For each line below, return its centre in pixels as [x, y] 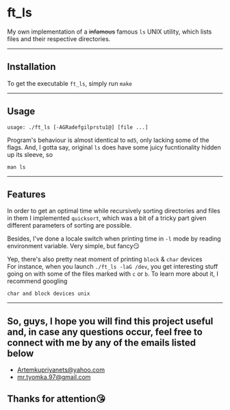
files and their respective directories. [59, 38]
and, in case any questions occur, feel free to [105, 331]
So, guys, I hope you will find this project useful [110, 321]
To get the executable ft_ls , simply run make [69, 83]
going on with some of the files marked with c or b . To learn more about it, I [113, 274]
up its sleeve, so [30, 154]
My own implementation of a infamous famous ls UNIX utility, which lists [110, 32]
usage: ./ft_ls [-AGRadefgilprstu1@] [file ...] [78, 127]
